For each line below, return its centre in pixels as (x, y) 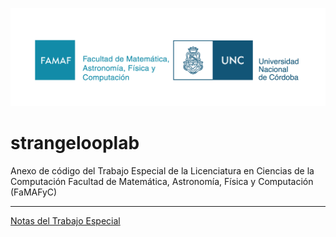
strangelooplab (75, 143)
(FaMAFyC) (34, 192)
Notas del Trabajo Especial (65, 220)
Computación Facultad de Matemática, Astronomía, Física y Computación (162, 181)
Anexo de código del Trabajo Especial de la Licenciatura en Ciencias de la (162, 170)
